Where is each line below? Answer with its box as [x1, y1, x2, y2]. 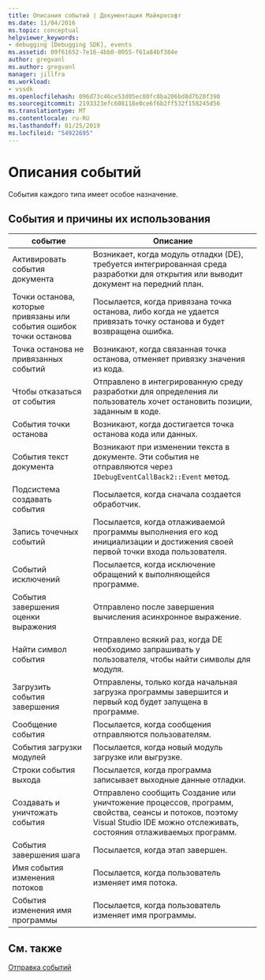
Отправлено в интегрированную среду [92, 376, 243, 387]
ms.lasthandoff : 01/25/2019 [8, 122, 101, 130]
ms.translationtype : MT [8, 107, 87, 115]
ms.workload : [8, 77, 51, 85]
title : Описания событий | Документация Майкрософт [8, 11, 181, 20]
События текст [12, 451, 69, 462]
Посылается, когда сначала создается [92, 489, 241, 500]
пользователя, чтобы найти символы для [92, 654, 251, 665]
